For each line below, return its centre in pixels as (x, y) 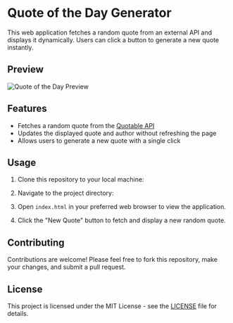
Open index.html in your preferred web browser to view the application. (122, 207)
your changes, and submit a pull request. (67, 267)
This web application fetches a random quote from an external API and (110, 32)
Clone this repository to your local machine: (81, 179)
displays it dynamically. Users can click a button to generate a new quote (113, 39)
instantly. (20, 47)
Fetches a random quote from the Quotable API (86, 125)
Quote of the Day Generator (89, 13)
